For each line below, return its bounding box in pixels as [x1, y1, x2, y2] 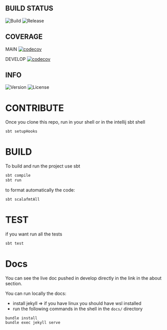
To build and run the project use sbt [5, 163, 81, 169]
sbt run [5, 178, 22, 183]
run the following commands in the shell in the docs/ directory [12, 305, 143, 312]
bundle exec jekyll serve [5, 320, 60, 325]
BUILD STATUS [5, 4, 54, 13]
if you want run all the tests [5, 231, 62, 237]
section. [5, 280, 22, 287]
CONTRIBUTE [5, 102, 64, 114]
